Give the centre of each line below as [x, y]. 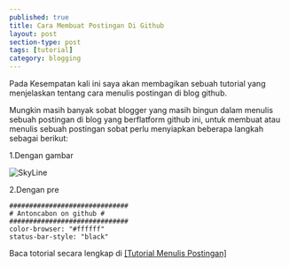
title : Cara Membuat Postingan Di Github [87, 26]
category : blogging [45, 58]
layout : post [33, 34]
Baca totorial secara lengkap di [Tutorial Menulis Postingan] [118, 253]
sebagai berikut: [39, 138]
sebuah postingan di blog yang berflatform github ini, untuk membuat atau [145, 119]
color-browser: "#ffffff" [57, 229]
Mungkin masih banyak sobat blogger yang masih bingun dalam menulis [141, 110]
